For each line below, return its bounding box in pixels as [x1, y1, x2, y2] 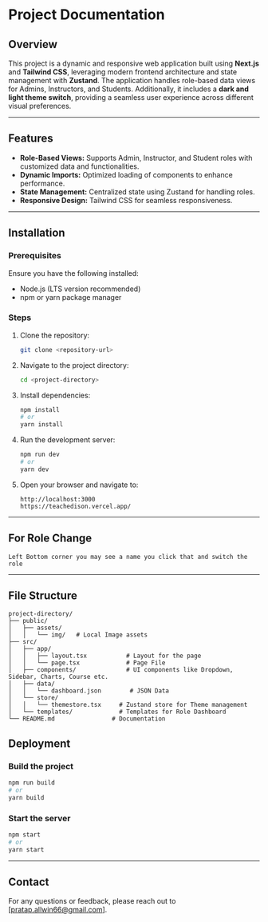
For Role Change [8, 532, 93, 545]
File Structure [8, 589, 77, 602]
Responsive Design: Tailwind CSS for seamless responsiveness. [19, 195, 233, 205]
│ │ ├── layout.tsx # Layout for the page [8, 652, 202, 661]
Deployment [8, 736, 71, 750]
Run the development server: [19, 435, 116, 445]
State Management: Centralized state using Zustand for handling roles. [19, 186, 255, 197]
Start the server [8, 812, 71, 824]
